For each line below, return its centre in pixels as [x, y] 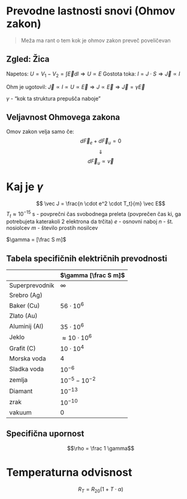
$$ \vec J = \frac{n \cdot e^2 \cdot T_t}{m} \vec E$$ [101, 203]
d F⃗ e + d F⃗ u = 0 [101, 142]
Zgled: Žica [28, 59]
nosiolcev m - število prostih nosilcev [52, 228]
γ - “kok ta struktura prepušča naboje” [53, 98]
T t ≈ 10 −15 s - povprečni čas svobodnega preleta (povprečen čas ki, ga [94, 214]
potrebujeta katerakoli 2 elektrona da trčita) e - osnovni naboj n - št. [90, 222]
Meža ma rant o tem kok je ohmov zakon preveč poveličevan [96, 40]
